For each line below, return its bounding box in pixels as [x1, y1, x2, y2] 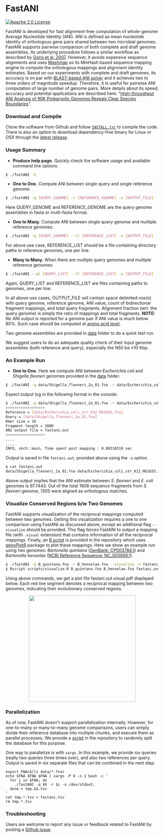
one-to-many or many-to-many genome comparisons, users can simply [5, 725, 150, 730]
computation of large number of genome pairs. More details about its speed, [5, 85, 159, 91]
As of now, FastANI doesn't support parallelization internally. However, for [5, 719, 154, 725]
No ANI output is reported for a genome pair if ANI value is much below [5, 316, 149, 322]
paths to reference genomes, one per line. [5, 248, 90, 254]
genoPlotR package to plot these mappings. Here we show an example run [5, 542, 155, 548]
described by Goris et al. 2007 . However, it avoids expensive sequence [5, 54, 147, 60]
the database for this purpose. [5, 740, 66, 746]
